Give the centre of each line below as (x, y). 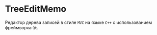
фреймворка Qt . (22, 27)
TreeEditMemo (36, 9)
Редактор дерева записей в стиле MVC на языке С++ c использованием (78, 22)
